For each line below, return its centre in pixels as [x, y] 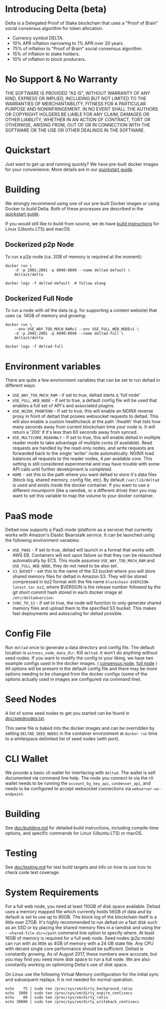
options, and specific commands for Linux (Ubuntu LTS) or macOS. [74, 833]
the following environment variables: [42, 540]
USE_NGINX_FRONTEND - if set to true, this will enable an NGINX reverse [83, 411]
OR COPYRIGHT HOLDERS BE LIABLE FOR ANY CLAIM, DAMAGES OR [77, 114]
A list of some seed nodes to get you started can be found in [67, 713]
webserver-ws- [147, 789]
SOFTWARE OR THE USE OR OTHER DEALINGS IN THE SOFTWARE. [75, 130]
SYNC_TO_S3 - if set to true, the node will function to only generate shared [87, 603]
